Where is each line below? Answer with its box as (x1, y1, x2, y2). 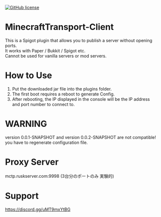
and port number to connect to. (12, 101, 75, 107)
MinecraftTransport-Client (5, 22, 114, 32)
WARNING (5, 119, 47, 129)
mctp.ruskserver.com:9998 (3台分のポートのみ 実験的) (5, 173, 114, 179)
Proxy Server (5, 156, 59, 167)
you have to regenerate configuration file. (5, 139, 88, 145)
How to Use (5, 70, 52, 81)
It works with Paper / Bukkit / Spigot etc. (5, 47, 86, 53)
